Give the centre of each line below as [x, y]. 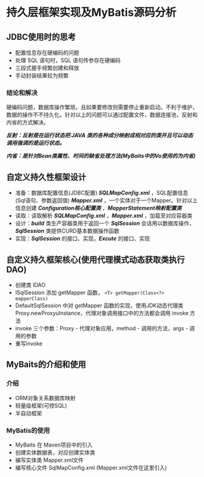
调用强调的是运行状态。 [36, 143]
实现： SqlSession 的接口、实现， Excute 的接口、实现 [83, 239]
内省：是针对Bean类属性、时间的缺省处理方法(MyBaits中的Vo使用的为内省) [101, 156]
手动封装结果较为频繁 [42, 76]
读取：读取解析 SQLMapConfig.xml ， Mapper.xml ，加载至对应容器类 [104, 216]
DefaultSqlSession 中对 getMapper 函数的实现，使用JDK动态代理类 [99, 305]
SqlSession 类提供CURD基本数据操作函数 [67, 231]
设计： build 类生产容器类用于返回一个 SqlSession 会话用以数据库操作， [105, 224]
